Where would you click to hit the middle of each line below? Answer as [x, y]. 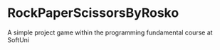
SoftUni [19, 39]
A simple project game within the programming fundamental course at [110, 32]
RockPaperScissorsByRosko [93, 13]
